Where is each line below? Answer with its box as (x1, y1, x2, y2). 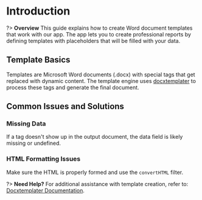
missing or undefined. (6, 139, 61, 147)
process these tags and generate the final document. (6, 84, 139, 91)
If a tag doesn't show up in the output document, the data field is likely (6, 133, 183, 141)
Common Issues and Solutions (6, 101, 125, 112)
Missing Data (6, 119, 46, 128)
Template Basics (6, 55, 71, 65)
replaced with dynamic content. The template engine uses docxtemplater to (6, 77, 197, 84)
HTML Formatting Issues (6, 155, 81, 163)
